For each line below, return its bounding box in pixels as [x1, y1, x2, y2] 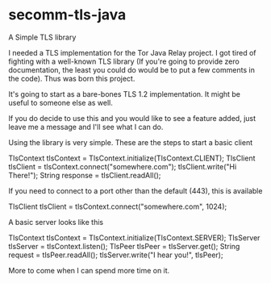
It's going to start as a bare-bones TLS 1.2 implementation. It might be [8, 89, 240, 98]
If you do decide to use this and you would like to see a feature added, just [8, 113, 256, 123]
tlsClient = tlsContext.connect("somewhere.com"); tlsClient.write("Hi [8, 161, 237, 171]
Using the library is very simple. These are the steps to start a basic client [8, 137, 253, 147]
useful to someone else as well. [8, 98, 113, 107]
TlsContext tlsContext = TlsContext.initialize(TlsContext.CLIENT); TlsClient [8, 153, 256, 163]
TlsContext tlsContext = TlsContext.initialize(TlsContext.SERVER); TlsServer [8, 232, 261, 243]
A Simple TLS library [8, 32, 77, 42]
